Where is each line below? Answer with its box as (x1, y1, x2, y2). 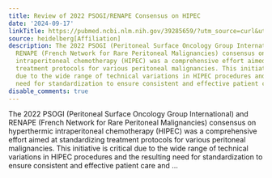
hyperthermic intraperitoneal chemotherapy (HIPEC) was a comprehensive (8, 126, 257, 136)
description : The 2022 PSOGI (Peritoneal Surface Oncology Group (8, 42, 233, 50)
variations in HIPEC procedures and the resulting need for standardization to (8, 152, 263, 162)
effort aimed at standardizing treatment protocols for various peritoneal (8, 135, 246, 145)
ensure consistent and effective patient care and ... (8, 161, 178, 171)
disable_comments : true (8, 87, 89, 95)
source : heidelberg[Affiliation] (8, 34, 121, 43)
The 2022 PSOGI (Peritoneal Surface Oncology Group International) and (8, 109, 249, 119)
